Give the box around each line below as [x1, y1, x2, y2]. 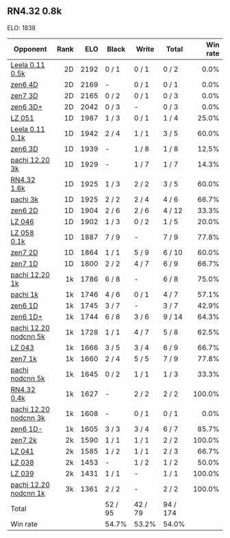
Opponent [13, 44, 47, 53]
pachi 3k [10, 195, 39, 204]
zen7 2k [10, 435, 38, 445]
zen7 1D [10, 258, 38, 268]
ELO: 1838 [7, 23, 36, 32]
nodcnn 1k [10, 488, 46, 498]
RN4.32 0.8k [7, 5, 62, 17]
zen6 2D [10, 206, 38, 215]
